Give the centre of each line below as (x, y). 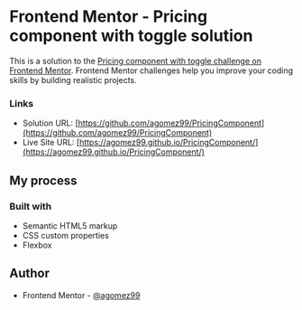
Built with (31, 206)
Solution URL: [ (50, 123)
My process (43, 180)
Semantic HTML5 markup (70, 225)
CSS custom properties (66, 235)
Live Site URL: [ (51, 143)
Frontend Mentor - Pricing (109, 17)
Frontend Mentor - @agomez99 (81, 295)
